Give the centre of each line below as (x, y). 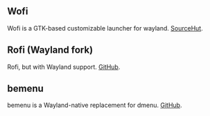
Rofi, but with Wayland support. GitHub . (64, 67)
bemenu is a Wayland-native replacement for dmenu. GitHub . (95, 105)
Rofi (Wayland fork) (50, 50)
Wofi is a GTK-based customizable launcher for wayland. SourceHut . (105, 28)
